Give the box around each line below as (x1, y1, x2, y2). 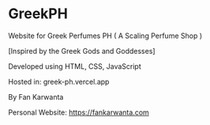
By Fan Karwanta (8, 92, 64, 101)
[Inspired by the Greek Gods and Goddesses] (8, 46, 156, 55)
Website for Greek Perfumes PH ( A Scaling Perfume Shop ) (8, 31, 203, 40)
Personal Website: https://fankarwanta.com (8, 108, 150, 117)
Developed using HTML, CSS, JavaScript (8, 61, 142, 71)
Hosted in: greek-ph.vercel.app (8, 77, 110, 86)
